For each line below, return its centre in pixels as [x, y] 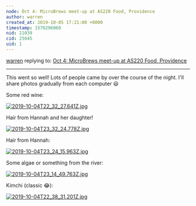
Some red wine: [25, 95]
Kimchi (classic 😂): [30, 185]
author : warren [24, 17]
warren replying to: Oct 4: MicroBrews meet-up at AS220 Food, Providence [97, 60]
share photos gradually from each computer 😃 [62, 83]
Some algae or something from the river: [55, 163]
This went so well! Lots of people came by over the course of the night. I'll [95, 77]
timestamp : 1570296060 [34, 28]
